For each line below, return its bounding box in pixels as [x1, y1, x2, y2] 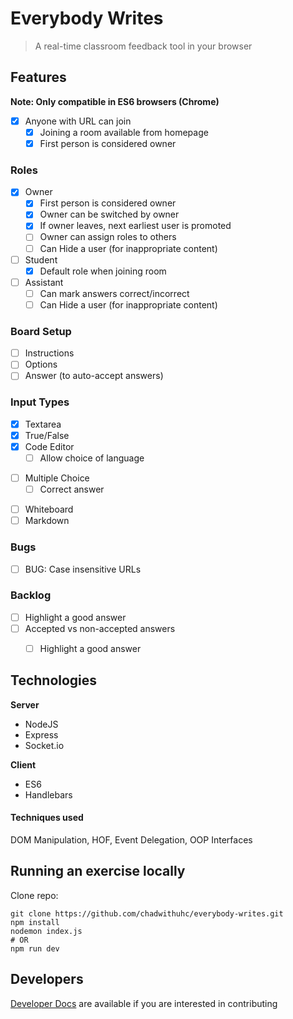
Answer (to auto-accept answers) [24, 370, 164, 382]
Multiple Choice [24, 472, 90, 484]
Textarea [24, 418, 62, 430]
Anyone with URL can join [24, 115, 132, 127]
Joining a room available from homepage [39, 126, 209, 138]
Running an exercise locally [10, 863, 186, 880]
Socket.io [24, 739, 65, 751]
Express [24, 728, 59, 741]
